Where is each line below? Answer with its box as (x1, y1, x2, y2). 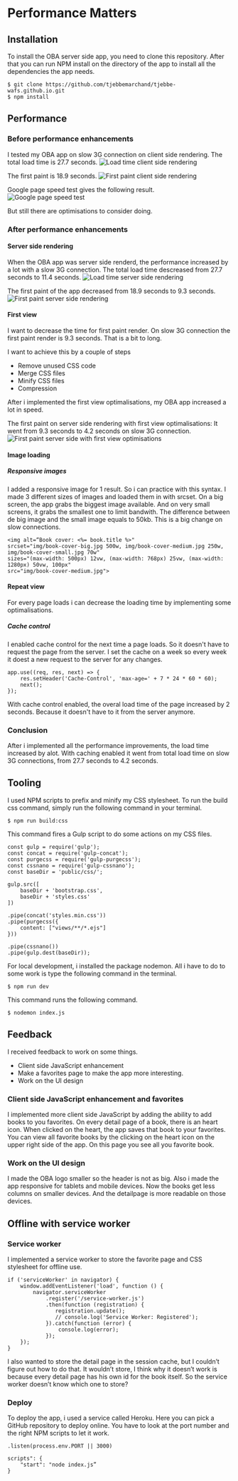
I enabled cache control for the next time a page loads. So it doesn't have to (7, 640, 229, 648)
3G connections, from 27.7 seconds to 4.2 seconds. (7, 756, 158, 765)
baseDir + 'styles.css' (20, 893, 91, 900)
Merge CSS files (17, 369, 65, 378)
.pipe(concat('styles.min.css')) (7, 911, 107, 919)
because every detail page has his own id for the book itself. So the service (7, 1372, 228, 1381)
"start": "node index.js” (20, 1461, 97, 1469)
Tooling (7, 777, 41, 789)
